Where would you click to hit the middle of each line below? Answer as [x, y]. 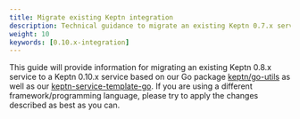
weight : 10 [29, 34]
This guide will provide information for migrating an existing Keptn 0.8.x [141, 67]
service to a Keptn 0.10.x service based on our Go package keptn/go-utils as [150, 77]
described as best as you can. [65, 105]
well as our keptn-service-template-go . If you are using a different [131, 86]
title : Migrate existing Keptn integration [92, 17]
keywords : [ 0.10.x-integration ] [69, 42]
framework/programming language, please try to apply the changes [134, 96]
